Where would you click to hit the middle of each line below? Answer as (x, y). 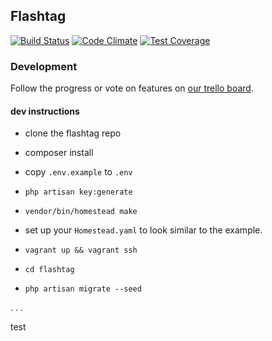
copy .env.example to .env (78, 172)
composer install (59, 153)
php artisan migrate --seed (83, 289)
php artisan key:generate (78, 192)
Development (44, 66)
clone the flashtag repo (73, 133)
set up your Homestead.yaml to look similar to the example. (143, 230)
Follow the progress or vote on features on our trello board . (132, 88)
